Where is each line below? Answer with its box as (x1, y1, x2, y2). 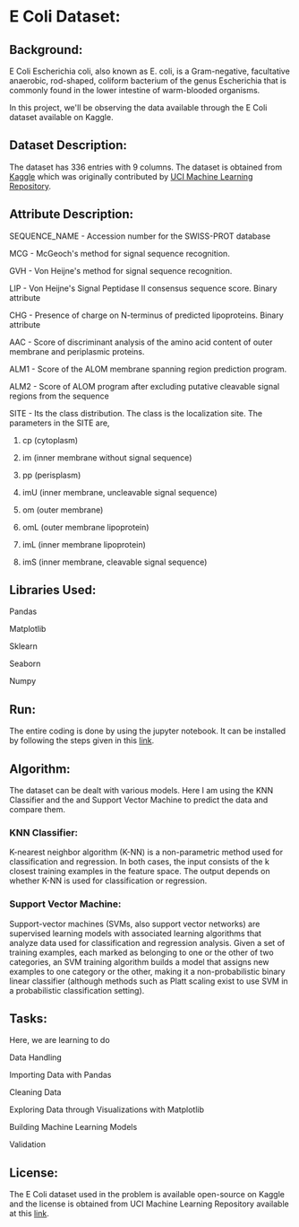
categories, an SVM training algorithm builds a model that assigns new (9, 956, 269, 967)
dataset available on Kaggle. (9, 112, 114, 122)
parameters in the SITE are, (9, 417, 110, 428)
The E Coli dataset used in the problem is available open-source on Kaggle (9, 1189, 285, 1200)
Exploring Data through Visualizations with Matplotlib (9, 1104, 204, 1115)
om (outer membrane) (21, 504, 104, 515)
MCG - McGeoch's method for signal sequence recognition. (9, 248, 230, 259)
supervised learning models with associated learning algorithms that (9, 927, 262, 939)
